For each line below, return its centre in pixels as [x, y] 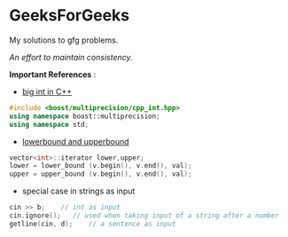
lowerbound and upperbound [76, 141]
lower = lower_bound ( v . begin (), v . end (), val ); [101, 166]
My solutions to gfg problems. [64, 40]
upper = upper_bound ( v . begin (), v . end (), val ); [101, 174]
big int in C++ [47, 91]
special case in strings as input [78, 191]
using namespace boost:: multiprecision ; [85, 116]
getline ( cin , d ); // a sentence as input [93, 224]
